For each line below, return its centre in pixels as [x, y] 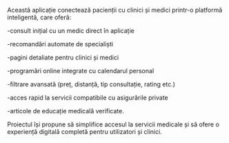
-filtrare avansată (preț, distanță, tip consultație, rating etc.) [91, 84]
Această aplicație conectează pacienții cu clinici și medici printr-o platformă [115, 10]
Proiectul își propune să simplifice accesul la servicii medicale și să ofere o [113, 124]
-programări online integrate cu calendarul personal [81, 71]
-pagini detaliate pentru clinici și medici [63, 57]
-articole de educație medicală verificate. [66, 111]
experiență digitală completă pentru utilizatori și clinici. [84, 132]
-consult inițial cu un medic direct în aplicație [71, 31]
